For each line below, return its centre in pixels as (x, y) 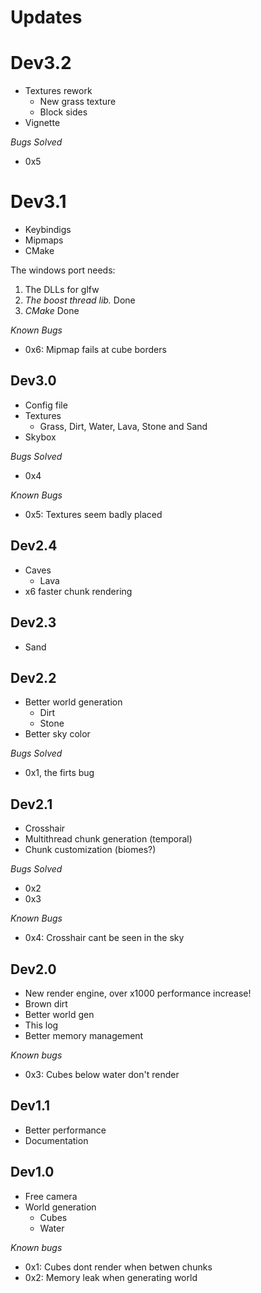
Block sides (63, 112)
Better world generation (73, 702)
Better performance (65, 1130)
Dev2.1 (31, 804)
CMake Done (52, 311)
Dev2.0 (33, 969)
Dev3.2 (41, 63)
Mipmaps (44, 240)
